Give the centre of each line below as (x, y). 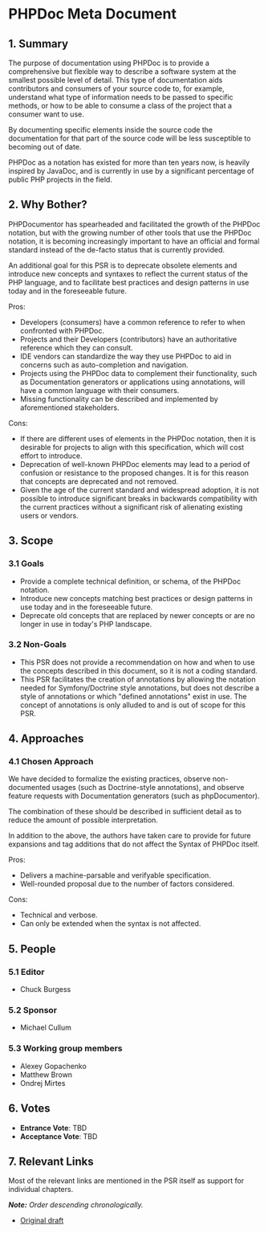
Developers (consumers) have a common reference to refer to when (132, 322)
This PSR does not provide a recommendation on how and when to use (137, 662)
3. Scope (31, 541)
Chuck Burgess (45, 989)
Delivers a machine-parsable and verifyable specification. (115, 875)
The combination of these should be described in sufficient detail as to (125, 812)
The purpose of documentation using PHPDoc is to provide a (109, 63)
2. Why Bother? (48, 205)
